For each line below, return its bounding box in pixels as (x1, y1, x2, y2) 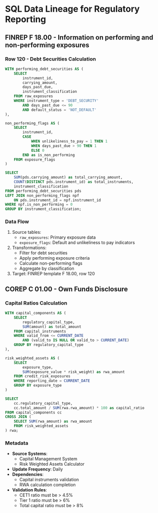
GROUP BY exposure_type (14, 383, 62, 388)
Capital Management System (19, 456, 78, 462)
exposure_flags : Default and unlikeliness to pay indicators (19, 240, 135, 246)
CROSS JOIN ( (5, 414, 32, 419)
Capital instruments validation (19, 477, 79, 483)
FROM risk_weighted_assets (14, 424, 69, 429)
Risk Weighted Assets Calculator (19, 461, 85, 467)
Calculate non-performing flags (19, 260, 83, 267)
